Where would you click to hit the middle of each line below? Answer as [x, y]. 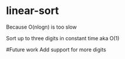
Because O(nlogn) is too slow [41, 27]
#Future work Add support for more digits [56, 49]
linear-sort [33, 11]
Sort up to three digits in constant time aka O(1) [63, 38]
